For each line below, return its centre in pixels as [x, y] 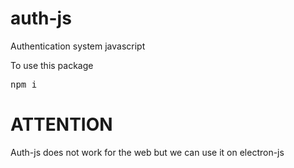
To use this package [52, 65]
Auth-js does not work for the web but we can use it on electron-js [147, 152]
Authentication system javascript [78, 46]
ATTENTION [61, 124]
